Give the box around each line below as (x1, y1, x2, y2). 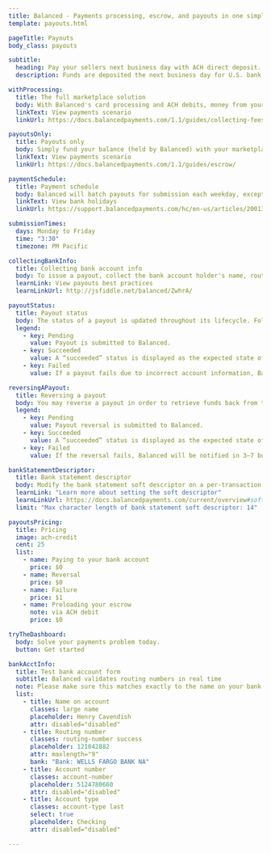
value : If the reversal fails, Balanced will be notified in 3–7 (29, 451, 254, 459)
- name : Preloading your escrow (23, 601, 131, 609)
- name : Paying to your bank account (23, 555, 150, 564)
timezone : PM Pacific (15, 242, 89, 251)
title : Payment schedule (15, 183, 99, 191)
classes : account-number (29, 773, 114, 781)
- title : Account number (23, 765, 106, 773)
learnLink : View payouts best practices (15, 280, 153, 288)
